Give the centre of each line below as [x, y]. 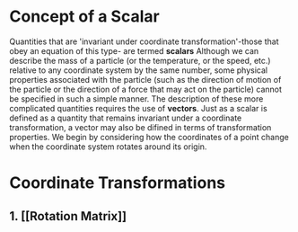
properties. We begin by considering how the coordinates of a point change [149, 137]
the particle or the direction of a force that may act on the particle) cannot [146, 89]
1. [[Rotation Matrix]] [68, 216]
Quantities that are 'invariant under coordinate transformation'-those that [144, 41]
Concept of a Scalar [84, 17]
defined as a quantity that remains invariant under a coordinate [126, 118]
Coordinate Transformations [118, 183]
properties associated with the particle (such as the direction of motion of [145, 79]
